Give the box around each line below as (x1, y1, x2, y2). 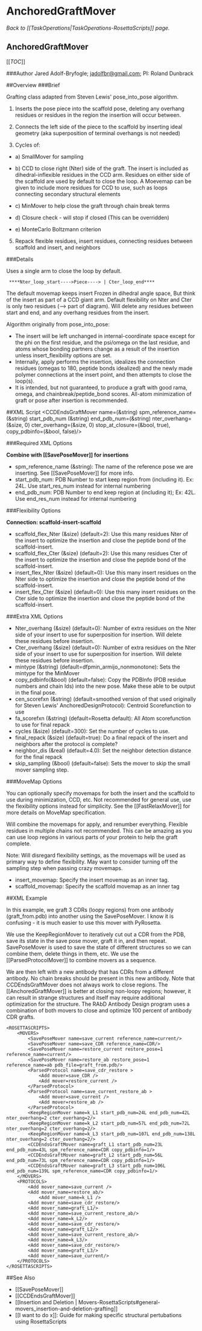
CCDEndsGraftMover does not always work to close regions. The (6, 981, 168, 988)
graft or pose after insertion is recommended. (14, 397, 128, 404)
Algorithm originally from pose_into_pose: (6, 320, 110, 328)
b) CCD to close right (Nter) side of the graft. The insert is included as (14, 165, 189, 172)
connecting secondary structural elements (14, 190, 121, 197)
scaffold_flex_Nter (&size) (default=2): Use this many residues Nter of (14, 530, 189, 537)
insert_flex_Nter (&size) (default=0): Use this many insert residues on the (14, 569, 197, 576)
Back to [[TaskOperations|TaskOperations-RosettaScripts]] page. (6, 24, 170, 31)
